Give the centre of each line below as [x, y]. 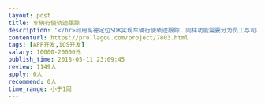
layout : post [30, 15]
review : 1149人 [32, 67]
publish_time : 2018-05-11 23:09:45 [67, 60]
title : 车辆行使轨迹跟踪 [44, 23]
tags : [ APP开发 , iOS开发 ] [47, 45]
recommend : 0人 [32, 81]
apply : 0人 [26, 74]
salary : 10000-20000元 [45, 52]
